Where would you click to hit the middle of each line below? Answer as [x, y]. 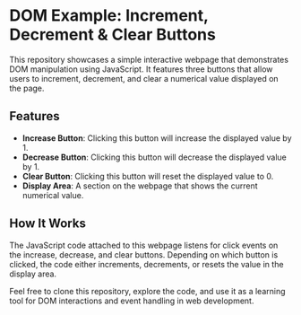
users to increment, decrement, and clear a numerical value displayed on [144, 78]
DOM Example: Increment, [109, 16]
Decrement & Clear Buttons [113, 35]
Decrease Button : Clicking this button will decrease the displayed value [154, 157]
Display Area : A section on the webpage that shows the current [140, 186]
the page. [27, 88]
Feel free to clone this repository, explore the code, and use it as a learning [147, 291]
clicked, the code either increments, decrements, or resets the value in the [146, 264]
